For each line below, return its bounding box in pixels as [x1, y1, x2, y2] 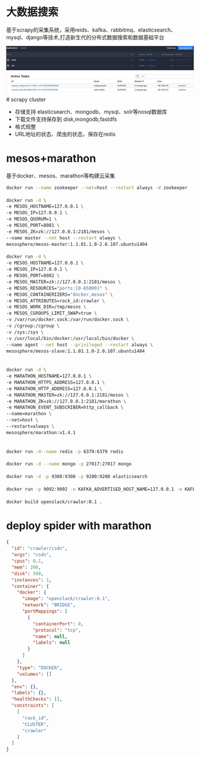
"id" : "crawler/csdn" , [11, 545, 68, 551]
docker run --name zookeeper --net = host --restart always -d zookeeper [6, 185, 187, 191]
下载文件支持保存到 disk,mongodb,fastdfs [14, 116, 117, 123]
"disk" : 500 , [11, 570, 44, 576]
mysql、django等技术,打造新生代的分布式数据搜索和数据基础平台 [6, 33, 165, 40]
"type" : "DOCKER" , [17, 665, 62, 670]
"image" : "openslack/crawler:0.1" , [21, 596, 111, 602]
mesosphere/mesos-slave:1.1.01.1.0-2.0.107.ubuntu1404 [6, 348, 145, 354]
